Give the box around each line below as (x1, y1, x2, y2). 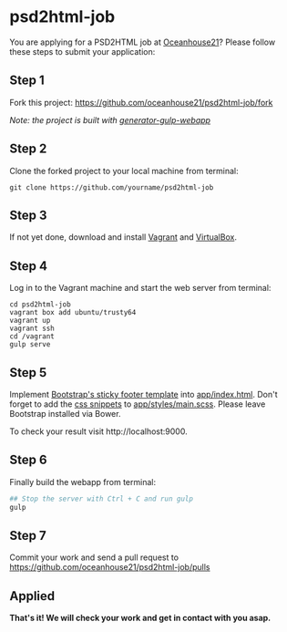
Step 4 (9, 258, 48, 274)
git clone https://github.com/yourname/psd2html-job (9, 182, 214, 192)
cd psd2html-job (9, 300, 71, 309)
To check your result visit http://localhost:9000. (9, 426, 189, 437)
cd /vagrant (9, 332, 55, 341)
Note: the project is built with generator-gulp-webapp (9, 114, 211, 125)
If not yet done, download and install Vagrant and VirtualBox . (9, 232, 237, 243)
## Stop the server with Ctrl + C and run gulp (9, 494, 194, 503)
